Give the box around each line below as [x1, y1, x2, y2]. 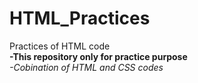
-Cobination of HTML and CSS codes [9, 61, 164, 73]
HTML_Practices [9, 7, 151, 30]
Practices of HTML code [9, 40, 111, 52]
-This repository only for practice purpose [9, 50, 188, 62]
